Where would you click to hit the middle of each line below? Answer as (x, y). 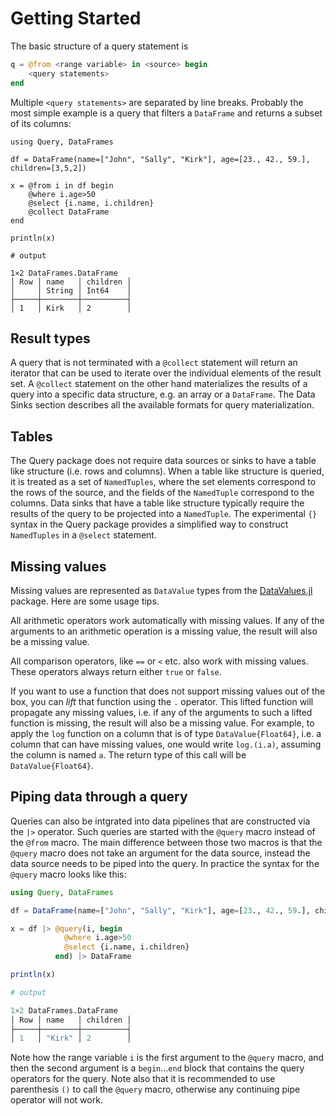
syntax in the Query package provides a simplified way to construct (149, 524)
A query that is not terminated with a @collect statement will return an (154, 363)
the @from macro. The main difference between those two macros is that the (166, 842)
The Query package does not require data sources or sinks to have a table (163, 461)
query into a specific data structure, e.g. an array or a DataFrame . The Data (163, 394)
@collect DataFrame (69, 212)
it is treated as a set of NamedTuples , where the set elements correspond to (163, 482)
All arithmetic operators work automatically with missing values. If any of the (167, 620)
